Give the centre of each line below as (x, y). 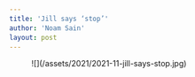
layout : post (33, 37)
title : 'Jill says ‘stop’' (59, 19)
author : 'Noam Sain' (47, 28)
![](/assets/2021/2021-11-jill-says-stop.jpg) (109, 64)
